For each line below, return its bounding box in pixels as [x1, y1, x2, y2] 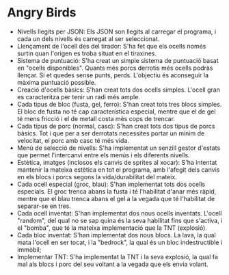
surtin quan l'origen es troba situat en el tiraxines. [16, 49, 157, 57]
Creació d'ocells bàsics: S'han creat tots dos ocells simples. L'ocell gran [16, 86, 221, 94]
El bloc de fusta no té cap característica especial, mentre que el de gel [16, 107, 216, 116]
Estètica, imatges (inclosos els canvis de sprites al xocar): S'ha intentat [16, 158, 217, 166]
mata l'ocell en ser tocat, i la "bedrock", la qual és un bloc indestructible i [16, 238, 223, 246]
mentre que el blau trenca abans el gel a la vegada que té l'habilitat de [16, 194, 215, 202]
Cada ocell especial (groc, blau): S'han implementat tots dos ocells [16, 180, 206, 188]
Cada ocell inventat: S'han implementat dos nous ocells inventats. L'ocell [16, 209, 222, 217]
